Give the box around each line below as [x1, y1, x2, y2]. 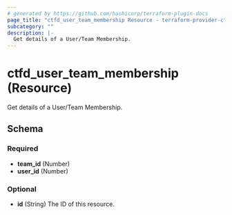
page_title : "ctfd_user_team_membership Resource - [7, 17, 159, 24]
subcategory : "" [7, 23, 54, 30]
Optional [7, 184, 37, 194]
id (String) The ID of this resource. [17, 200, 115, 208]
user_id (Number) [17, 167, 69, 175]
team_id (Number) [17, 160, 70, 168]
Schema [7, 123, 43, 135]
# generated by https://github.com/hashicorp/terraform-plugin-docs [7, 10, 209, 17]
